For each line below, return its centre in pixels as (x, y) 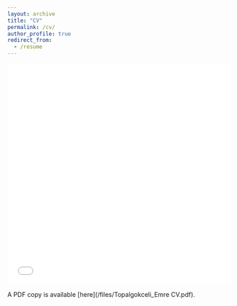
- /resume (28, 47)
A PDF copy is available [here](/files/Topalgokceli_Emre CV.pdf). (101, 294)
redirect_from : (30, 40)
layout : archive (31, 14)
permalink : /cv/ (31, 27)
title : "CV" (25, 21)
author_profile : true (39, 34)
